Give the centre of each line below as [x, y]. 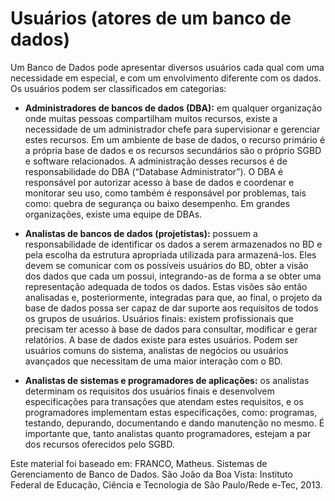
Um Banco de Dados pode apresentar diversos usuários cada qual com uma [167, 67]
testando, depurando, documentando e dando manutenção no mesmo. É [174, 423]
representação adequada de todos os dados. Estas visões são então [166, 286]
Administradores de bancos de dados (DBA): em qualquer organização [173, 108]
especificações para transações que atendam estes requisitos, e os [164, 401]
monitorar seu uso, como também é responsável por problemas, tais [165, 193]
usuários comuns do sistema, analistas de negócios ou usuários [156, 350]
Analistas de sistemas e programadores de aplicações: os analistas [167, 380]
